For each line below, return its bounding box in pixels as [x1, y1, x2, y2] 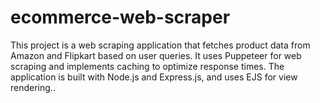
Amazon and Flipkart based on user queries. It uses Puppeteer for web [10, 49, 302, 61]
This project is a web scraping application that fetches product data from [10, 39, 311, 51]
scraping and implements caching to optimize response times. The [10, 60, 285, 72]
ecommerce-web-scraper [10, 6, 231, 29]
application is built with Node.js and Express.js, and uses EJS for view [10, 71, 298, 83]
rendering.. [10, 81, 56, 93]
